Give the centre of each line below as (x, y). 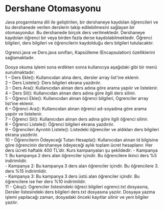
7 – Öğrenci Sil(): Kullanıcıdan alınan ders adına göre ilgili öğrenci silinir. (77, 119)
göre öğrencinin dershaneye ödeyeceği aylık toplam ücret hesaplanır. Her (79, 145)
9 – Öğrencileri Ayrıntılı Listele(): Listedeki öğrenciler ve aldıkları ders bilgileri (82, 129)
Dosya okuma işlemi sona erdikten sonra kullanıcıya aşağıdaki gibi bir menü (81, 67)
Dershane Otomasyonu (53, 9)
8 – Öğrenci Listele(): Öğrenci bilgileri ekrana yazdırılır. (60, 124)
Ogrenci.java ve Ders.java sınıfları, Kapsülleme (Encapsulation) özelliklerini (80, 52)
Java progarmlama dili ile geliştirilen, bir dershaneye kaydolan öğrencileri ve (82, 22)
